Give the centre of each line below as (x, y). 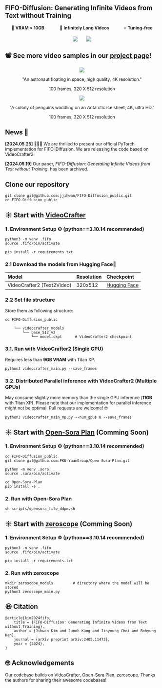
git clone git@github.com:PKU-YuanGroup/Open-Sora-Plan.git (68, 461)
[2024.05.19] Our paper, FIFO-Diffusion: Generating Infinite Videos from (78, 164)
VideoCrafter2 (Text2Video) (40, 285)
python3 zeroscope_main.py (32, 592)
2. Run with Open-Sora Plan (39, 498)
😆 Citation (21, 607)
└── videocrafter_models (39, 328)
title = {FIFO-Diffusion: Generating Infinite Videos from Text (81, 622)
